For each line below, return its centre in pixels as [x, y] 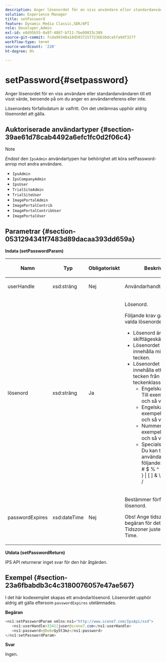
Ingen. [12, 654]
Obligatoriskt [104, 268]
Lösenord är [147, 333]
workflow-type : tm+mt [27, 42]
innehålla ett [147, 370]
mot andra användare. [41, 164]
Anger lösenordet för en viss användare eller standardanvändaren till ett [78, 94]
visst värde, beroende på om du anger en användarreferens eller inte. [76, 99]
